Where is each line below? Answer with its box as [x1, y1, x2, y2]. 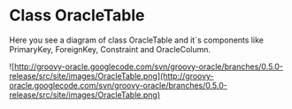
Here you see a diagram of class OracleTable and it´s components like [9, 35, 264, 45]
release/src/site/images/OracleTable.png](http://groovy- [9, 70, 214, 81]
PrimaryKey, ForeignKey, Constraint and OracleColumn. [9, 43, 211, 54]
